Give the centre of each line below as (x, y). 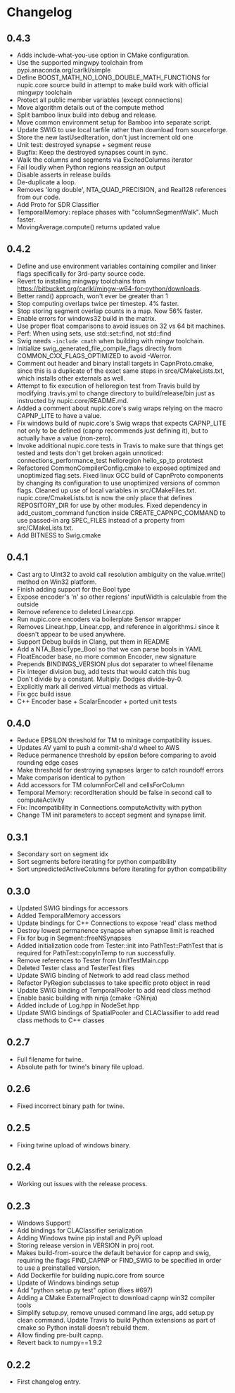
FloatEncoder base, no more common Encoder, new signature (106, 656)
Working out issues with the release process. (82, 1184)
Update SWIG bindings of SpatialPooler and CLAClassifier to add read (118, 1013)
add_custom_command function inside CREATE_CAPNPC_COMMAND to (121, 513)
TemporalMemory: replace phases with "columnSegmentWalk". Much (118, 212)
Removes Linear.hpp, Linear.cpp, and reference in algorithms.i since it (118, 626)
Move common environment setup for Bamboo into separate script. (114, 122)
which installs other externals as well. (71, 378)
